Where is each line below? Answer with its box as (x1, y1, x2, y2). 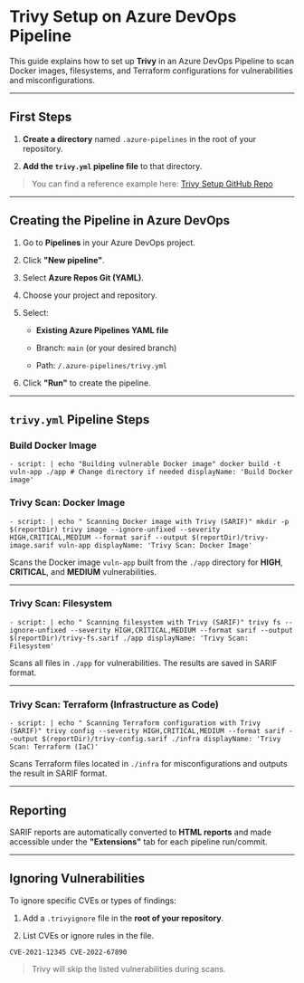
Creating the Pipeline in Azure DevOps (9, 213, 231, 228)
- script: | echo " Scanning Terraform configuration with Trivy (9, 719, 261, 728)
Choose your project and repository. (22, 290, 158, 301)
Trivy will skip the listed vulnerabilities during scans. (31, 963, 226, 974)
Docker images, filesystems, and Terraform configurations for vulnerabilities (9, 65, 294, 76)
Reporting (9, 803, 67, 818)
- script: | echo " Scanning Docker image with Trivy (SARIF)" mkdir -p (9, 517, 290, 526)
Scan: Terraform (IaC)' (9, 742, 100, 752)
